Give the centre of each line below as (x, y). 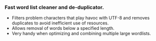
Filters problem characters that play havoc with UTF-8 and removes (81, 18)
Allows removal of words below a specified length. (63, 28)
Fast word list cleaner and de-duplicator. (54, 7)
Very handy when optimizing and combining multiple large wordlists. (81, 34)
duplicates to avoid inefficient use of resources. (60, 23)
